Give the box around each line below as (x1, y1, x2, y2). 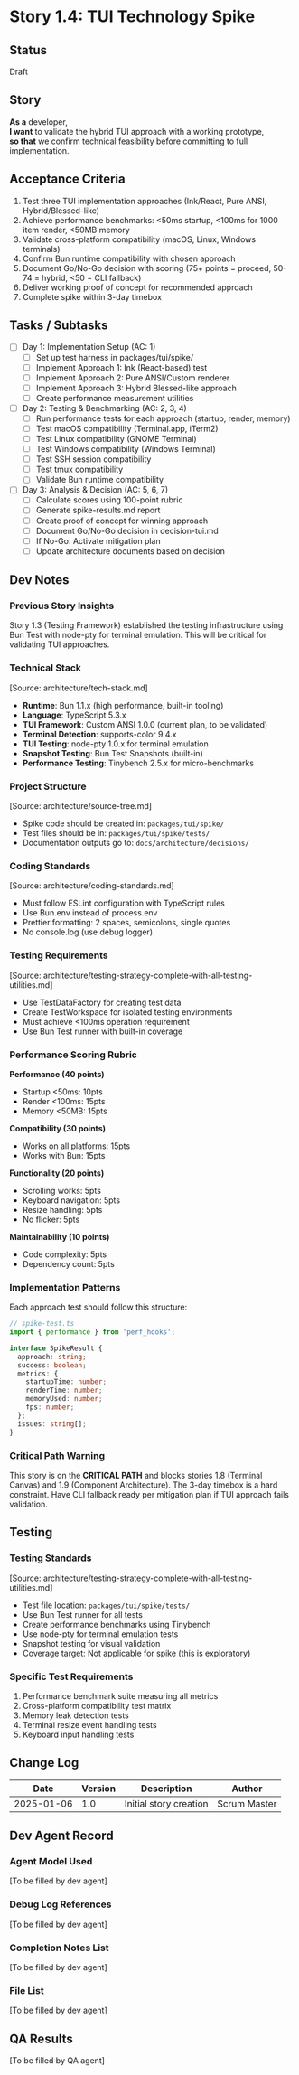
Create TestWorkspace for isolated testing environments (22, 1006, 233, 1018)
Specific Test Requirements (9, 1670, 134, 1683)
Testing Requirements (9, 949, 108, 962)
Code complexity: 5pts (22, 1249, 107, 1260)
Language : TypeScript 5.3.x (22, 709, 126, 720)
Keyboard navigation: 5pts (22, 1195, 120, 1206)
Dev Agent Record (9, 1828, 115, 1844)
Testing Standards (9, 1552, 92, 1564)
